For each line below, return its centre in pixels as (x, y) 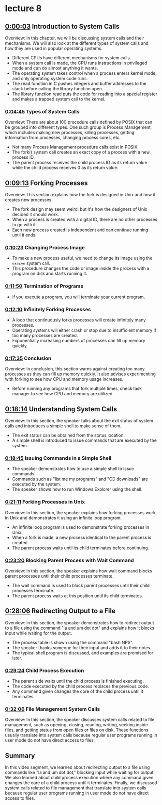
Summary (20, 755)
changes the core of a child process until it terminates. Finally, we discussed (81, 783)
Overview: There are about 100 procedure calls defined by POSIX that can (79, 122)
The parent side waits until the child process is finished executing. (78, 681)
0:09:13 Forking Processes (46, 183)
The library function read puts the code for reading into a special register (85, 94)
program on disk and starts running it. (50, 274)
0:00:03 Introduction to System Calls (62, 26)
